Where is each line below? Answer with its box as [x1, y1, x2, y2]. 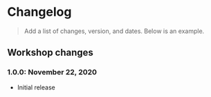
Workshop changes [7, 47, 93, 58]
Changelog [7, 4, 72, 20]
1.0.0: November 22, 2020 [7, 67, 98, 77]
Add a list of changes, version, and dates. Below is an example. [24, 27, 205, 35]
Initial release [17, 83, 55, 91]
